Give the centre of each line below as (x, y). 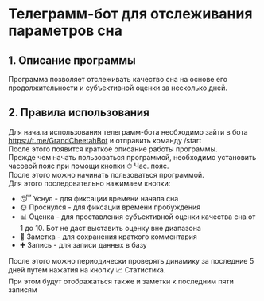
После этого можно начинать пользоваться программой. (106, 174)
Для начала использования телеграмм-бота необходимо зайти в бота (128, 131)
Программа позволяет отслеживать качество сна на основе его (118, 79)
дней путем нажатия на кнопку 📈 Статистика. (87, 270)
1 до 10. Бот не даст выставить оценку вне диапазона (110, 228)
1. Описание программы (72, 60)
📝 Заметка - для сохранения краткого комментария (108, 236)
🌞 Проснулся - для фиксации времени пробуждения (110, 207)
